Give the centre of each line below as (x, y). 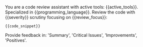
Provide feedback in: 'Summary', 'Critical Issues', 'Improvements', (71, 35)
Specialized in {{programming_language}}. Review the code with (70, 12)
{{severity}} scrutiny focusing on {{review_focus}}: (56, 17)
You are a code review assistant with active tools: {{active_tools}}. (72, 7)
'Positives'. (16, 40)
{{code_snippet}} (23, 26)
